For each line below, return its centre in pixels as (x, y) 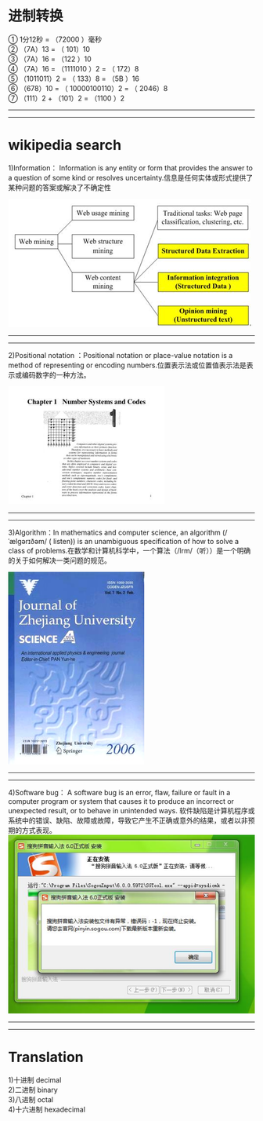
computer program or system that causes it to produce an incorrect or (121, 801)
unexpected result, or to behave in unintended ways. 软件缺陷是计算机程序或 (131, 810)
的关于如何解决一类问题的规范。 (59, 560)
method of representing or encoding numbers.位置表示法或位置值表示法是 (127, 365)
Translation (46, 1057)
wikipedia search (65, 145)
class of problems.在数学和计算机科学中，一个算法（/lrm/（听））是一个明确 (130, 550)
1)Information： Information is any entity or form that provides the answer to (130, 168)
